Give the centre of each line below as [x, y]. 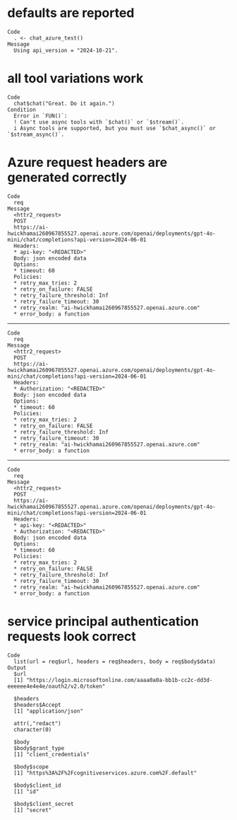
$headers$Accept [37, 705]
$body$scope [31, 767]
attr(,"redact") [37, 723]
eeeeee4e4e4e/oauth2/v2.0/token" [56, 686]
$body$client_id [37, 785]
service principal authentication [103, 621]
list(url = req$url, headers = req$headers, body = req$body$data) [115, 662]
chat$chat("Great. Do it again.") [64, 103]
